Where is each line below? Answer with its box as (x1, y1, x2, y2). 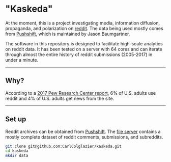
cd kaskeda (5, 148, 28, 153)
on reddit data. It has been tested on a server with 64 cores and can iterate (5, 46, 163, 52)
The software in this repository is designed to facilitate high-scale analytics (5, 40, 163, 46)
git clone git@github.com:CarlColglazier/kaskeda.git (5, 144, 122, 149)
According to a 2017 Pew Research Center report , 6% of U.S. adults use (5, 90, 156, 96)
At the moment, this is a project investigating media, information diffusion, (5, 20, 160, 26)
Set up (5, 115, 26, 124)
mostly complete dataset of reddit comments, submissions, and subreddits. (5, 133, 163, 140)
